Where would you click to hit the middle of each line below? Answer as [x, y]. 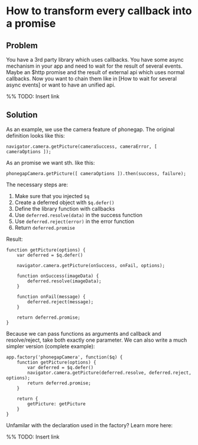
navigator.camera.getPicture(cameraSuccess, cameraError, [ [82, 147]
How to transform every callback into [99, 11]
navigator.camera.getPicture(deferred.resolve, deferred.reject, [110, 373]
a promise [31, 23]
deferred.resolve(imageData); [64, 281]
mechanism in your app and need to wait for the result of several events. [94, 66]
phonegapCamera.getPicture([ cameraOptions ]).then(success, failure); [96, 173]
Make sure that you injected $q [52, 196]
